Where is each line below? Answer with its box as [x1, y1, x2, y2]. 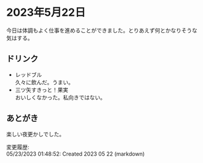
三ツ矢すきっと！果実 [15, 86, 68, 93]
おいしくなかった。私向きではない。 [15, 93, 106, 101]
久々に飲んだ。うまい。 [15, 78, 74, 85]
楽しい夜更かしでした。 [6, 130, 65, 138]
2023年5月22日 [6, 5, 86, 19]
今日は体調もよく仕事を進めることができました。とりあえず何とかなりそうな [6, 27, 198, 34]
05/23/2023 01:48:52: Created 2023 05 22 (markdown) [6, 150, 145, 158]
